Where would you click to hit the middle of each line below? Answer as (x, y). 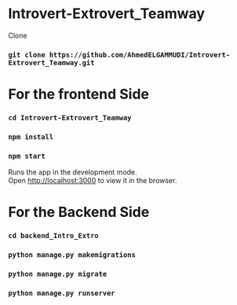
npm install (31, 137)
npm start (27, 156)
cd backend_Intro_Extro (54, 236)
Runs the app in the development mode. (73, 172)
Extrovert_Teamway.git (51, 62)
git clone (27, 55)
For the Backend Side (79, 212)
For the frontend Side (78, 94)
